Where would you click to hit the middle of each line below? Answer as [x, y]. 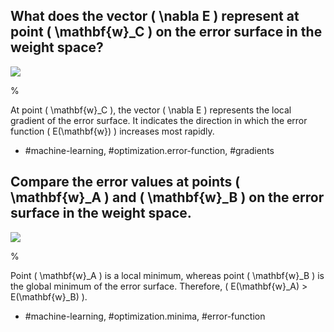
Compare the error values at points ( [125, 182]
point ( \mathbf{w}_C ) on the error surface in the [166, 32]
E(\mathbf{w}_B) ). [49, 296]
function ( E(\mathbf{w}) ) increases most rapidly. [112, 131]
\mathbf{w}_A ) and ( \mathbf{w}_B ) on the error [167, 197]
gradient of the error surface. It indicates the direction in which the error [159, 120]
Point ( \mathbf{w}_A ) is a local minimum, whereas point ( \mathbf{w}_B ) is [167, 275]
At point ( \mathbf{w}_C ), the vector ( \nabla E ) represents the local [151, 110]
